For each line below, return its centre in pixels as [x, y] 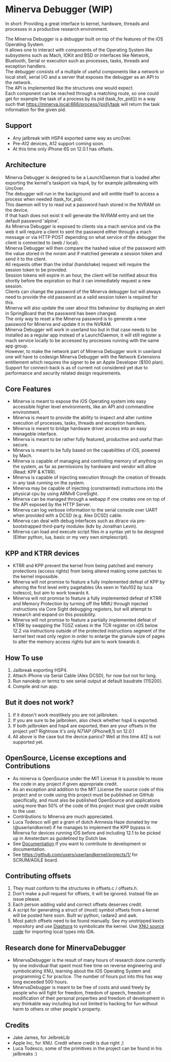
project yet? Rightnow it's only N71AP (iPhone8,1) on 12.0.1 [74, 731]
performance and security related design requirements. [63, 373]
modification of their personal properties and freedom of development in [89, 998]
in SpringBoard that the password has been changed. [61, 313]
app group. [17, 346]
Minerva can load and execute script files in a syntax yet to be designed [88, 532]
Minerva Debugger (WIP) [59, 9]
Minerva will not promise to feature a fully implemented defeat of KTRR [87, 598]
